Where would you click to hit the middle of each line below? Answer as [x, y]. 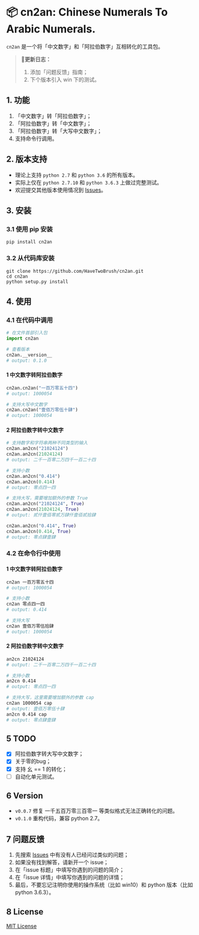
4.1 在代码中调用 [29, 320]
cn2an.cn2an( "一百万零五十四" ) [42, 388]
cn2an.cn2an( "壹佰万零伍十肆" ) [42, 410]
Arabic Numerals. [51, 29]
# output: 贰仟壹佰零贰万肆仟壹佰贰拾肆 [51, 515]
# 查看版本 [18, 349]
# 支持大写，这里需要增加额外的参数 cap [50, 698]
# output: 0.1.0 [26, 361]
